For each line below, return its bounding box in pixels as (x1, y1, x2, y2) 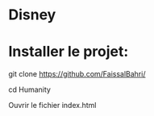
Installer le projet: (8, 43, 129, 61)
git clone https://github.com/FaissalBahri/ (8, 69, 146, 79)
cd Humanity (8, 85, 51, 94)
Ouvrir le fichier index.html (8, 101, 97, 110)
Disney (8, 6, 56, 24)
